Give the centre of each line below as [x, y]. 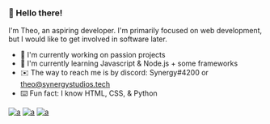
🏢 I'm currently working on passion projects [93, 55]
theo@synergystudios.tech [65, 84]
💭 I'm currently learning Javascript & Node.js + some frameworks [129, 63]
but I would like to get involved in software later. [88, 39]
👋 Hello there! [36, 13]
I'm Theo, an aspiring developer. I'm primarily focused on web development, [135, 31]
